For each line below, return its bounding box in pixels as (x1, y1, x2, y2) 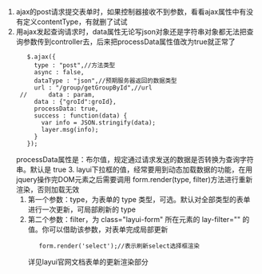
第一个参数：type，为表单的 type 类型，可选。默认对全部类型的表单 (27, 195, 251, 204)
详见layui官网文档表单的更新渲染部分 (27, 257, 149, 266)
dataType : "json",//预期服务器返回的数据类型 (34, 77, 177, 85)
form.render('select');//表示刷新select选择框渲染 (38, 242, 200, 250)
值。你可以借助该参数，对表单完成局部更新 (27, 224, 169, 234)
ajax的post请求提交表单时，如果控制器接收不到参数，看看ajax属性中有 (15, 7, 247, 16)
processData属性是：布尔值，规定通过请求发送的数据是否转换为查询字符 (15, 155, 254, 164)
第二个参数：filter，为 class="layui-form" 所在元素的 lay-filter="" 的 (27, 215, 250, 224)
